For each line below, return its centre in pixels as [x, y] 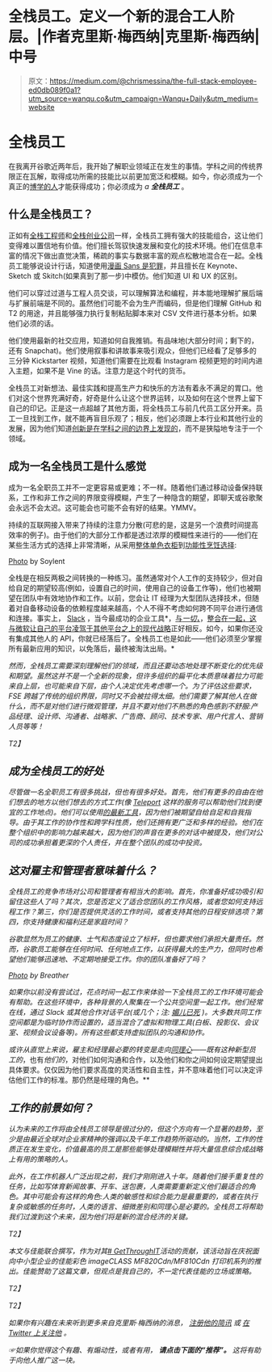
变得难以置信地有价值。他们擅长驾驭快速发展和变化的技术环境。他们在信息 [132, 245]
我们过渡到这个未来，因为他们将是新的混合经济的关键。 [100, 1216]
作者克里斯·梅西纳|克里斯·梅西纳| [151, 37]
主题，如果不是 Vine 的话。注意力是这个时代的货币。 [103, 370]
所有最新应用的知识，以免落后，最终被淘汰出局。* [92, 648]
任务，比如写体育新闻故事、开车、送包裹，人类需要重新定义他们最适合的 [128, 1186]
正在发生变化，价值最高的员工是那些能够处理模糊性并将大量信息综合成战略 [139, 1149]
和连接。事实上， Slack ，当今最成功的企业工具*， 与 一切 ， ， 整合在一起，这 [132, 618]
